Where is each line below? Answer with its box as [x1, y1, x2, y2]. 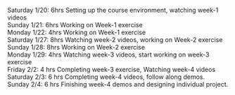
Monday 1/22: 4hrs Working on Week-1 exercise [7, 28, 146, 36]
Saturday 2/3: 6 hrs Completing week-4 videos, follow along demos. [7, 73, 205, 81]
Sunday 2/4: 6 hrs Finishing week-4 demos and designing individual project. [7, 80, 229, 88]
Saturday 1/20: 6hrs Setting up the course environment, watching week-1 [7, 6, 219, 14]
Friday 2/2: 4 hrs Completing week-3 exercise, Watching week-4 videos [7, 66, 216, 73]
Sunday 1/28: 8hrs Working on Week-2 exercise [7, 43, 146, 51]
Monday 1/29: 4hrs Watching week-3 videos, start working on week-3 [7, 50, 210, 59]
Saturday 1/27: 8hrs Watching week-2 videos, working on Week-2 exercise [7, 36, 223, 44]
